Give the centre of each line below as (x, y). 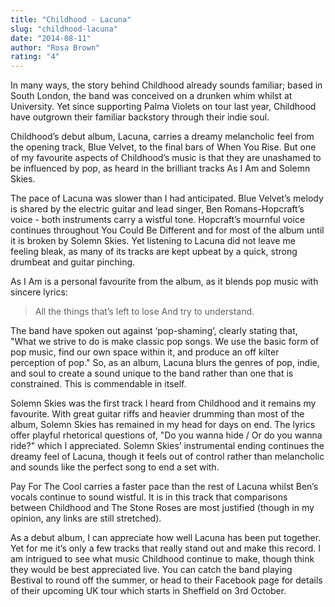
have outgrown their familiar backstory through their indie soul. (140, 117)
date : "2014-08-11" (51, 38)
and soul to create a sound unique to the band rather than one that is (152, 373)
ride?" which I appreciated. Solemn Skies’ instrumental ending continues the (167, 446)
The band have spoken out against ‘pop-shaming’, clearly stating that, (154, 331)
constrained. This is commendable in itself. (98, 384)
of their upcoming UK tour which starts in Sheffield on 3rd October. (148, 591)
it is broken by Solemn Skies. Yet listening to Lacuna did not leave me (153, 241)
